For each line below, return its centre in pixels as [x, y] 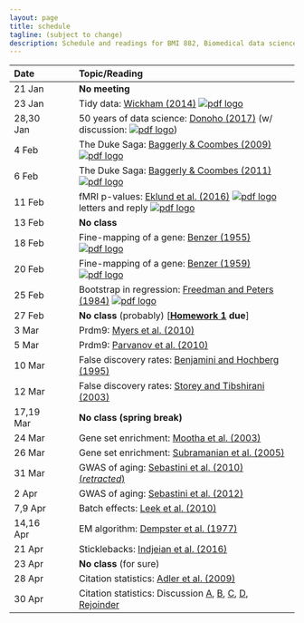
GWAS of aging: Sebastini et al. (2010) [161, 468]
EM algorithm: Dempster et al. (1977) [158, 529]
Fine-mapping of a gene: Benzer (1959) [165, 264]
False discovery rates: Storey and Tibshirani [171, 386]
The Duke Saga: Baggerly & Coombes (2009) [175, 144]
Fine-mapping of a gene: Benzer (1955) [165, 238]
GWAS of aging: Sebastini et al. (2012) [161, 493]
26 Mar [29, 453]
